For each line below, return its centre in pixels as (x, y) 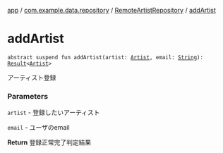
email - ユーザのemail (38, 128)
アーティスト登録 (32, 78)
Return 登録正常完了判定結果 (49, 142)
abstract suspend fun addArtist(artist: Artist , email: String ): (105, 57)
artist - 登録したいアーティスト (54, 113)
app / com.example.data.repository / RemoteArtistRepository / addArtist (112, 10)
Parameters (28, 96)
